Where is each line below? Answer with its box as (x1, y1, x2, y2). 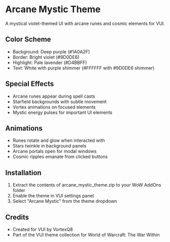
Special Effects (5, 80, 54, 88)
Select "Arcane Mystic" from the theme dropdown (12, 198, 117, 204)
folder (12, 187, 25, 194)
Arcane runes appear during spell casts (12, 93, 95, 99)
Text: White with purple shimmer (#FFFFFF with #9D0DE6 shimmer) (12, 65, 155, 71)
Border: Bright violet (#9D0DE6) (12, 54, 80, 60)
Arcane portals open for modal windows (12, 148, 97, 155)
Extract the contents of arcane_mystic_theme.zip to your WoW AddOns (12, 182, 161, 188)
